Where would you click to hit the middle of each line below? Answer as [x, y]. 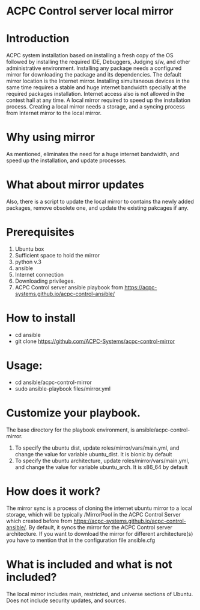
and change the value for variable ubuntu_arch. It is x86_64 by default [101, 467]
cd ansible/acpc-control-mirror [53, 382]
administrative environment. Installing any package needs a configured [94, 68]
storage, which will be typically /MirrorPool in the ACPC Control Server [94, 514]
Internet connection [39, 274]
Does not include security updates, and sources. [66, 600]
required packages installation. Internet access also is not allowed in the [95, 94]
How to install [41, 318]
